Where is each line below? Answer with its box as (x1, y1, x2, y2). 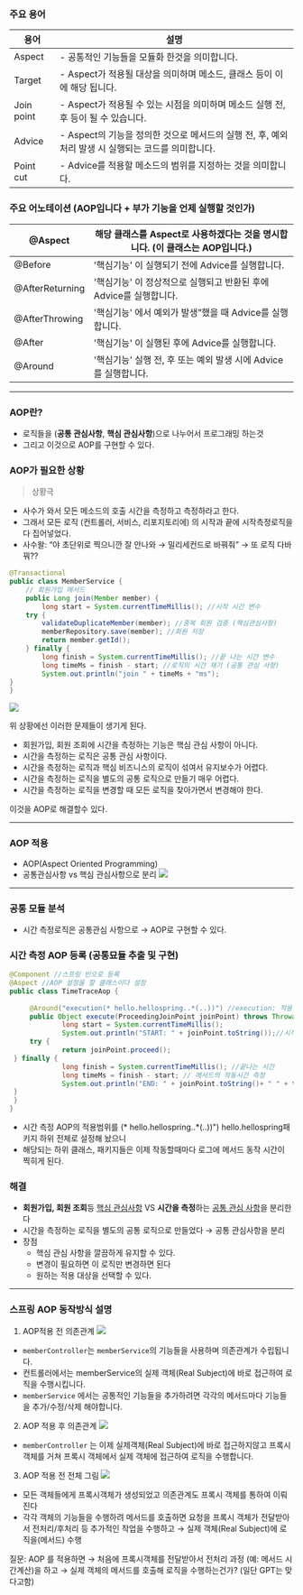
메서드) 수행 (40, 1534, 83, 1544)
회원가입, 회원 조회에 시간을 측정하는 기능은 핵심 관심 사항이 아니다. (22, 740, 259, 751)
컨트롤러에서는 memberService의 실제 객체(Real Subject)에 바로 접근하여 (22, 1367, 284, 1378)
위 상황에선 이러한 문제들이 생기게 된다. (9, 720, 147, 732)
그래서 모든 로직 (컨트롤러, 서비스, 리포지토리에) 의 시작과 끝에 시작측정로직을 (22, 517, 293, 528)
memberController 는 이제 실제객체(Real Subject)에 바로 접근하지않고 (22, 1439, 268, 1450)
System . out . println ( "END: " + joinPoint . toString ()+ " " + (61, 1079, 289, 1088)
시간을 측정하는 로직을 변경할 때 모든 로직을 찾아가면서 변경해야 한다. (22, 785, 263, 796)
